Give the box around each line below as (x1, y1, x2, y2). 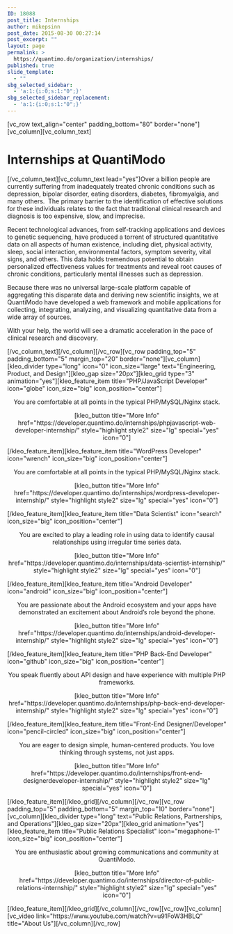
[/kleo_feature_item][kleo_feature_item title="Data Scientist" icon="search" (7, 509, 223, 517)
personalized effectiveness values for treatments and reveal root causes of (7, 262, 223, 270)
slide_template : (7, 68, 54, 75)
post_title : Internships (7, 17, 79, 24)
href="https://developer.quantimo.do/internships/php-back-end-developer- (8, 699, 226, 707)
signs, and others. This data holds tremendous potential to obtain (7, 255, 194, 263)
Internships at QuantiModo (7, 152, 166, 168)
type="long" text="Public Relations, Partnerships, (81, 812, 223, 820)
